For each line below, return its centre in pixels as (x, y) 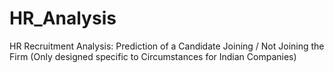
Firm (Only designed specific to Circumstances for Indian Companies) (153, 56)
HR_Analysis (63, 18)
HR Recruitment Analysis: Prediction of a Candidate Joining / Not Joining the (167, 46)
